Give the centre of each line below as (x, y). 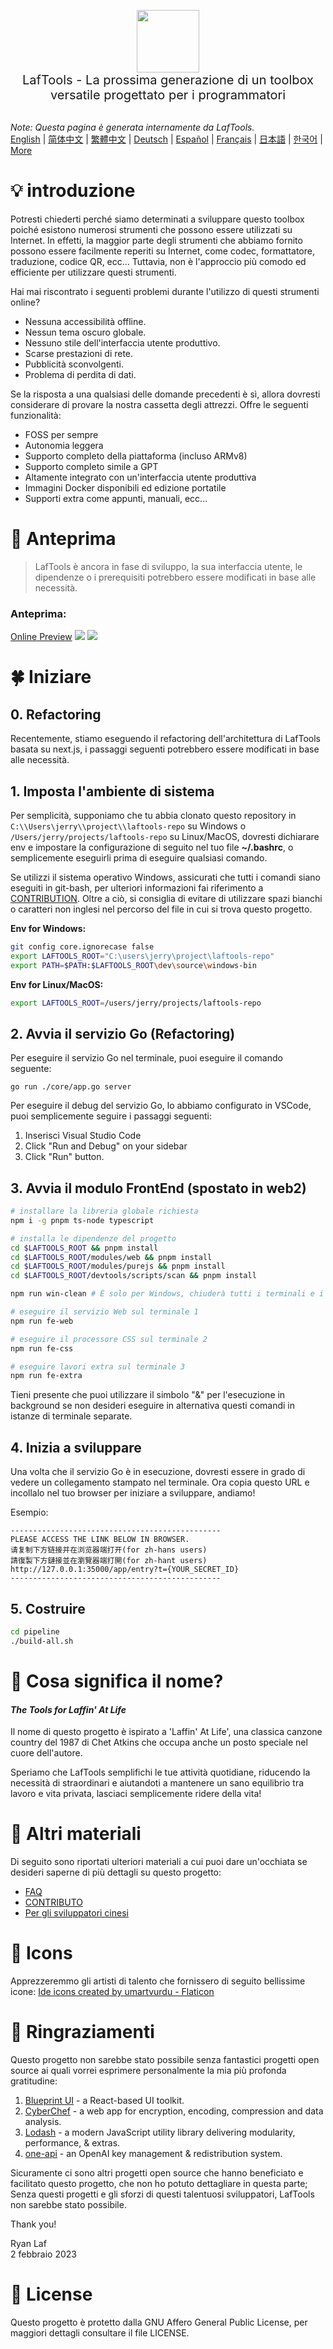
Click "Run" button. (64, 1157)
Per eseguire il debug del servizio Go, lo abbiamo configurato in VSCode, (161, 1106)
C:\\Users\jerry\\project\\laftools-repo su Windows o (128, 826)
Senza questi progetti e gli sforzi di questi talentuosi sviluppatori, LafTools (162, 2194)
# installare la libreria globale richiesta (104, 1211)
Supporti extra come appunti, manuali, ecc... (116, 498)
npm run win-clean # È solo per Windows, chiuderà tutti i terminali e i (167, 1294)
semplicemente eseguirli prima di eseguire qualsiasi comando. (139, 857)
